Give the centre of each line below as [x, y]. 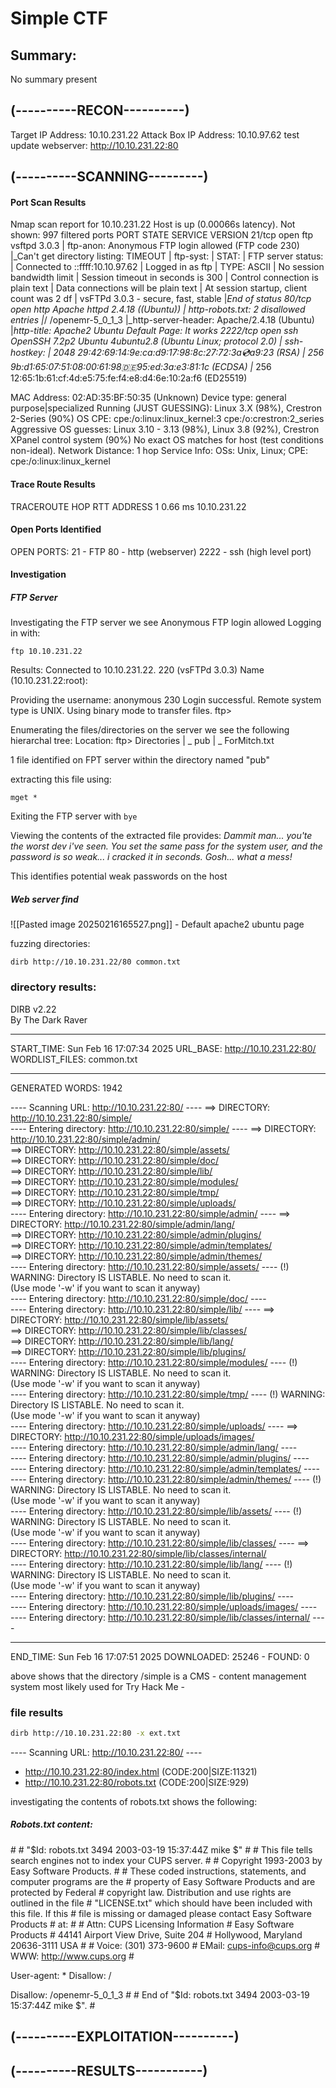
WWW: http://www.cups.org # [72, 1956]
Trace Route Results [53, 484]
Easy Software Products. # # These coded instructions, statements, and [158, 1871]
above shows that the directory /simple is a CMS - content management [158, 1676]
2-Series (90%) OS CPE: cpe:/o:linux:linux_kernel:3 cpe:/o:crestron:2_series [167, 419]
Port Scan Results [48, 202]
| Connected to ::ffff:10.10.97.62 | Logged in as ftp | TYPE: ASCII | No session [167, 267]
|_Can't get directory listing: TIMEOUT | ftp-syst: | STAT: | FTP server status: [167, 256]
